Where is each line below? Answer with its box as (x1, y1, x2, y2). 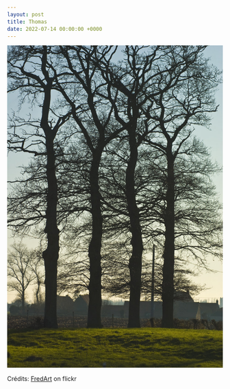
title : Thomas (7, 18, 48, 25)
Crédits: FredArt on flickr (7, 374, 77, 383)
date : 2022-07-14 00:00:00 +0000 (7, 25, 103, 32)
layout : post (7, 11, 44, 18)
